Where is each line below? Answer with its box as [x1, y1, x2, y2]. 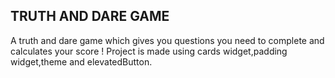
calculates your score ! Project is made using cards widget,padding [10, 45, 288, 57]
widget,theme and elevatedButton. [10, 55, 153, 68]
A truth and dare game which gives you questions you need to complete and [10, 34, 325, 46]
